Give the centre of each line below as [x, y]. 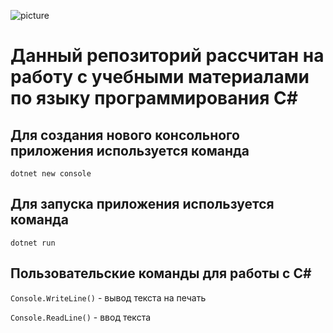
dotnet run [33, 243]
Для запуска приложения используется [142, 204]
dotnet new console [51, 174]
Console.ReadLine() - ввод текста [81, 317]
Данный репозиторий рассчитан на [167, 56]
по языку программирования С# [154, 98]
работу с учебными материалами [160, 77]
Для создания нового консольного [125, 135]
